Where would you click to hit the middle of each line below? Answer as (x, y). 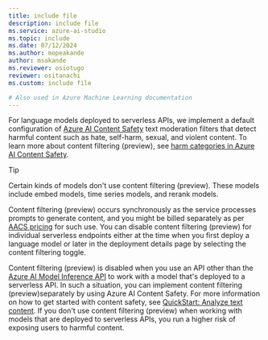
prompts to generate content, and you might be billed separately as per (126, 219)
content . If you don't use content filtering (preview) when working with (126, 311)
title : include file (43, 16)
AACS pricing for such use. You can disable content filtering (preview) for (130, 227)
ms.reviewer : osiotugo (46, 68)
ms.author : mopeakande (46, 53)
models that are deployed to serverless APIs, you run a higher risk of (122, 319)
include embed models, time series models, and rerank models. (113, 195)
